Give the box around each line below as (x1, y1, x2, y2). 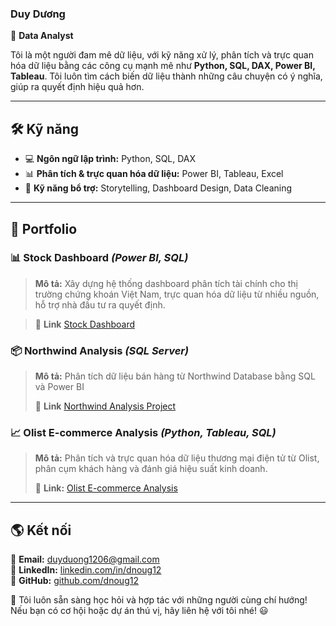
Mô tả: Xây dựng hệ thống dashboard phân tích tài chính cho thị (34, 277, 298, 289)
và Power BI (34, 381, 85, 393)
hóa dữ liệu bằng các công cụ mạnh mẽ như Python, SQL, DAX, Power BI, (10, 60, 316, 72)
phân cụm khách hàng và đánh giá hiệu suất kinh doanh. (34, 463, 268, 475)
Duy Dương (10, 7, 66, 21)
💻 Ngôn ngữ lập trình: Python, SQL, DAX (24, 153, 197, 165)
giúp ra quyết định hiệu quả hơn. (10, 81, 145, 93)
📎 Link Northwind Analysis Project (34, 400, 177, 412)
